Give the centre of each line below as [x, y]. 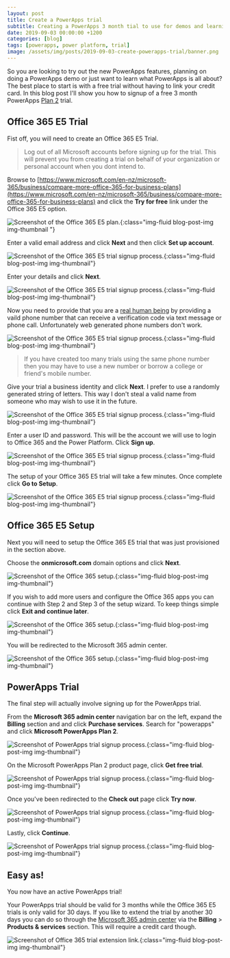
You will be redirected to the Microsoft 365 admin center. [87, 645]
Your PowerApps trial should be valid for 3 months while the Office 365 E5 [112, 905]
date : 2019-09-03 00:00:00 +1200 [55, 33]
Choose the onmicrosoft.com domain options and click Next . [94, 562]
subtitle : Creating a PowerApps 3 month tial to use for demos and [105, 26]
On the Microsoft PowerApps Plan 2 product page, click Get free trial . [105, 765]
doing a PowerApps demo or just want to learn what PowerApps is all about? [115, 78]
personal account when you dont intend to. [85, 166]
